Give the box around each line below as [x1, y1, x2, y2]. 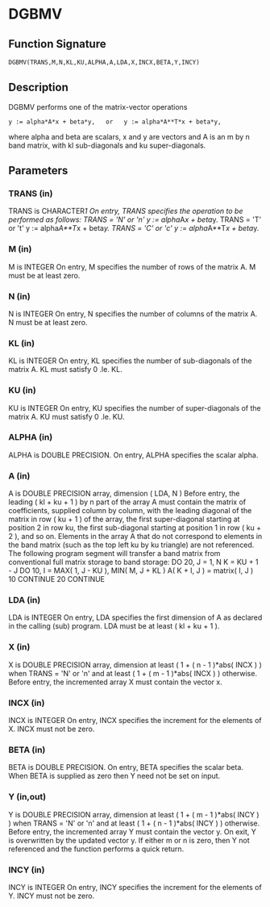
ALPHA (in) [8, 432, 53, 443]
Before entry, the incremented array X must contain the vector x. [8, 677, 223, 687]
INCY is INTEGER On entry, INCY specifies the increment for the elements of [8, 882, 262, 892]
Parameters [8, 164, 69, 178]
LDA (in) [8, 595, 41, 606]
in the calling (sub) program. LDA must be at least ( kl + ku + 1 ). [8, 621, 220, 631]
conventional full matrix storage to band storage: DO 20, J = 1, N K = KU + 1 [8, 558, 260, 567]
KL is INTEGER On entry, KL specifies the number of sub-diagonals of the [8, 356, 252, 366]
